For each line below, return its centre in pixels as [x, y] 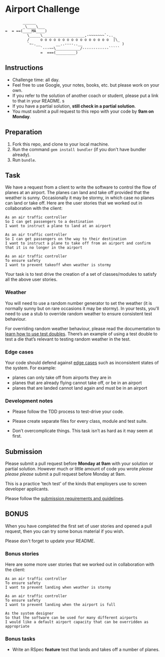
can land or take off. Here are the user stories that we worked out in [74, 203]
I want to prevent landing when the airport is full [60, 605]
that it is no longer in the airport [44, 248]
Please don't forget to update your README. [50, 541]
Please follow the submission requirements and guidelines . [65, 499]
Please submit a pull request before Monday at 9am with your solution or [79, 463]
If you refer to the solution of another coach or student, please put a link [85, 96]
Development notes [29, 401]
